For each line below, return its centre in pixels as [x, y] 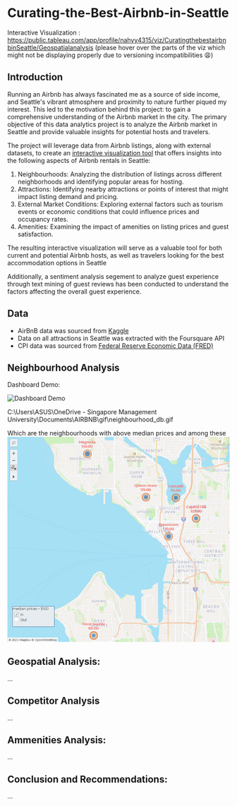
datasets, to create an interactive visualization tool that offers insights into [115, 152]
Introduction [35, 77]
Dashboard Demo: [34, 385]
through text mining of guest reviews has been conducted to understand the [118, 284]
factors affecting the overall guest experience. [74, 291]
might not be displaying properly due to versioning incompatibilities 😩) [110, 55]
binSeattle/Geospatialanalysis [50, 47]
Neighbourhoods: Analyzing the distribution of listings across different [120, 174]
